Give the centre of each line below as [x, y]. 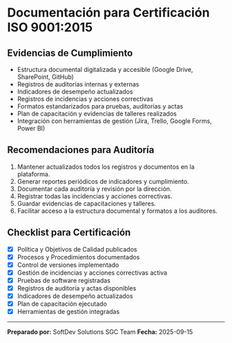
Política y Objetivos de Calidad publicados [77, 249]
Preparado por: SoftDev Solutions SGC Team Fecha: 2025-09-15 [100, 332]
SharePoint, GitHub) [46, 77]
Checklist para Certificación [69, 233]
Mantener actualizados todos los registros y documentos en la [106, 167]
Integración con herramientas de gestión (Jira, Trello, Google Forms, [114, 121]
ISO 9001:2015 [50, 27]
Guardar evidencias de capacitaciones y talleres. [87, 203]
